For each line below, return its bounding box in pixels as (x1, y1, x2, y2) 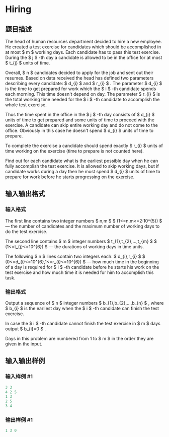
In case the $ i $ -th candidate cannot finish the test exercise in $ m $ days (5, 320, 161, 326)
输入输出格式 (5, 190, 45, 198)
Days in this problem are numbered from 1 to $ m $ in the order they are (5, 335, 154, 341)
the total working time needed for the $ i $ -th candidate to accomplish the (5, 97, 160, 102)
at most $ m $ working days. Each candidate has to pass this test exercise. (5, 49, 160, 55)
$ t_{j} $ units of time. (5, 60, 50, 66)
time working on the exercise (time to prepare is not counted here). (5, 148, 144, 154)
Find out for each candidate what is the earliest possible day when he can (5, 158, 158, 164)
